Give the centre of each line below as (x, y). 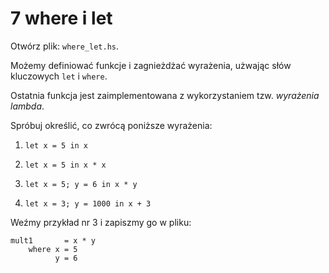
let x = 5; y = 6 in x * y (81, 184)
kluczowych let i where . (59, 76)
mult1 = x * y (53, 240)
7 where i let (61, 18)
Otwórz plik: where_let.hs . (64, 46)
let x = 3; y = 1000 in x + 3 (88, 203)
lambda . (27, 106)
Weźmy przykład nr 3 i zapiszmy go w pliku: (101, 222)
